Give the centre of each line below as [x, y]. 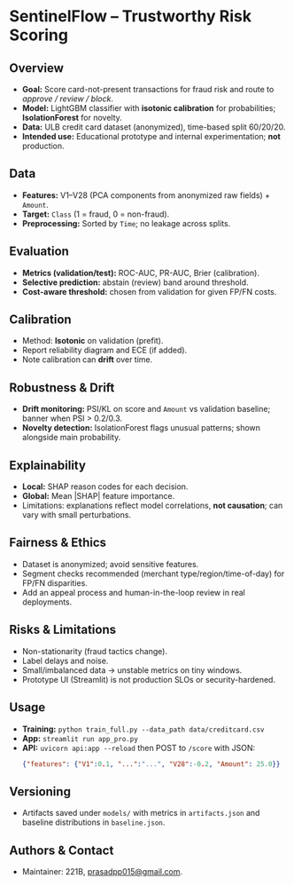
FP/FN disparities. [55, 582]
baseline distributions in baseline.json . [93, 822]
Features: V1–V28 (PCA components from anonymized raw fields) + [146, 195]
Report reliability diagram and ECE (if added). [104, 350]
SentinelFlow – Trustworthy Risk [131, 16]
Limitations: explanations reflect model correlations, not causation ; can [152, 506]
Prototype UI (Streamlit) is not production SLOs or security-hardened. [149, 679]
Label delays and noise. [65, 661]
